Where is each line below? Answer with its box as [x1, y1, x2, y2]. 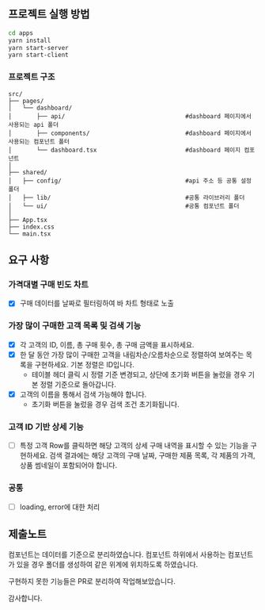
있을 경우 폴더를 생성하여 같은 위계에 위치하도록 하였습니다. [16, 560, 199, 570]
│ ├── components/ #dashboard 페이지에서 [8, 129, 252, 137]
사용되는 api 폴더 [8, 121, 59, 129]
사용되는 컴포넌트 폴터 [8, 137, 70, 145]
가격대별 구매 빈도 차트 [8, 278, 89, 290]
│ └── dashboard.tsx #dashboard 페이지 [8, 146, 241, 154]
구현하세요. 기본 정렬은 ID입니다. [34, 359, 134, 369]
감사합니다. [8, 593, 43, 603]
